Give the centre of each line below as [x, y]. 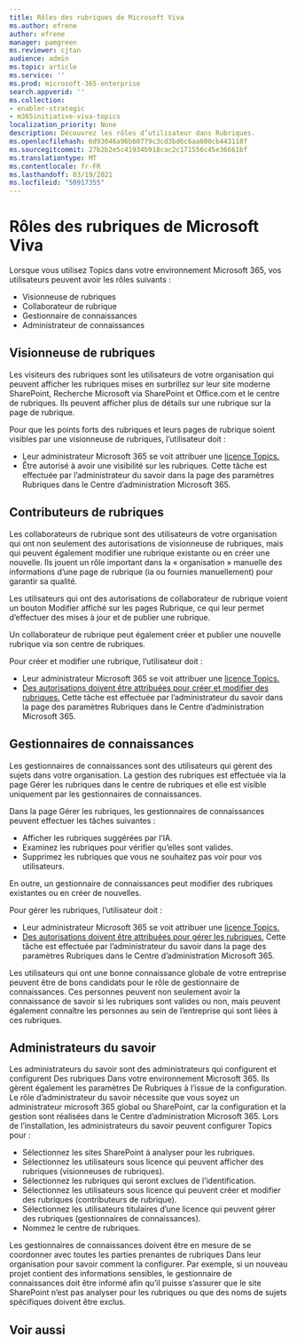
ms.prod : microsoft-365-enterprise [75, 84]
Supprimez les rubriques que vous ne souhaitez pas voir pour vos [142, 856]
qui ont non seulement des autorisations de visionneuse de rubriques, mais [146, 543]
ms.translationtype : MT [53, 158]
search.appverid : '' [47, 92]
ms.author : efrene [43, 26]
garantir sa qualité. [43, 581]
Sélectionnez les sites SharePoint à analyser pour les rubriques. [138, 1153]
